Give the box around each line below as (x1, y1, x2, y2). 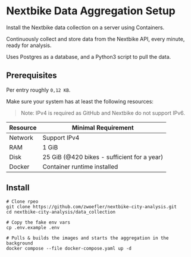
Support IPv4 (42, 133, 80, 142)
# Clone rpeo (6, 198, 39, 205)
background (6, 240, 33, 246)
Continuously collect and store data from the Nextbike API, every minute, (6, 35, 185, 42)
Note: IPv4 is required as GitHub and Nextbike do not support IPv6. (20, 109, 186, 117)
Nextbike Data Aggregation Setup (6, 4, 176, 18)
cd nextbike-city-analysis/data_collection (6, 209, 116, 215)
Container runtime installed (42, 162, 118, 171)
